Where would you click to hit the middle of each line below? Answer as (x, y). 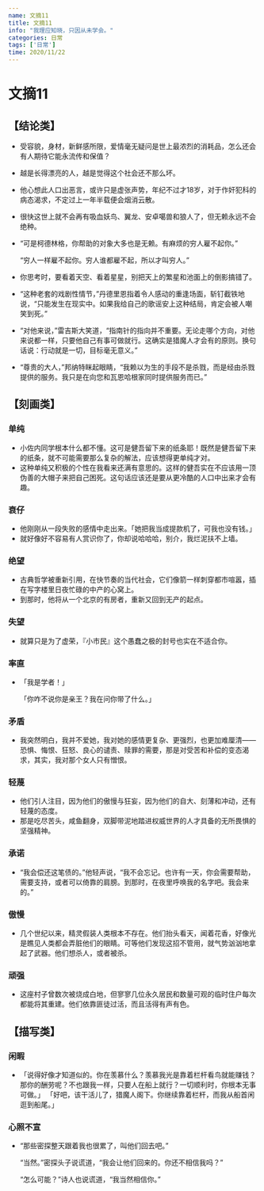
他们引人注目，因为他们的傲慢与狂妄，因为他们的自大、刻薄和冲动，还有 (138, 801)
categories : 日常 (36, 38)
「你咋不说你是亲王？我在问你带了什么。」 (88, 699)
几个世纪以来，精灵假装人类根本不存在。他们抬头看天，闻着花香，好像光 (138, 933)
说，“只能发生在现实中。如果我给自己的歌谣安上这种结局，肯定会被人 (132, 303)
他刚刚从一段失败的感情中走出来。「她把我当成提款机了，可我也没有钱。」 (138, 529)
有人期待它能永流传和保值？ (65, 156)
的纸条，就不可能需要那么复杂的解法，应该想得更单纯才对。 (117, 457)
